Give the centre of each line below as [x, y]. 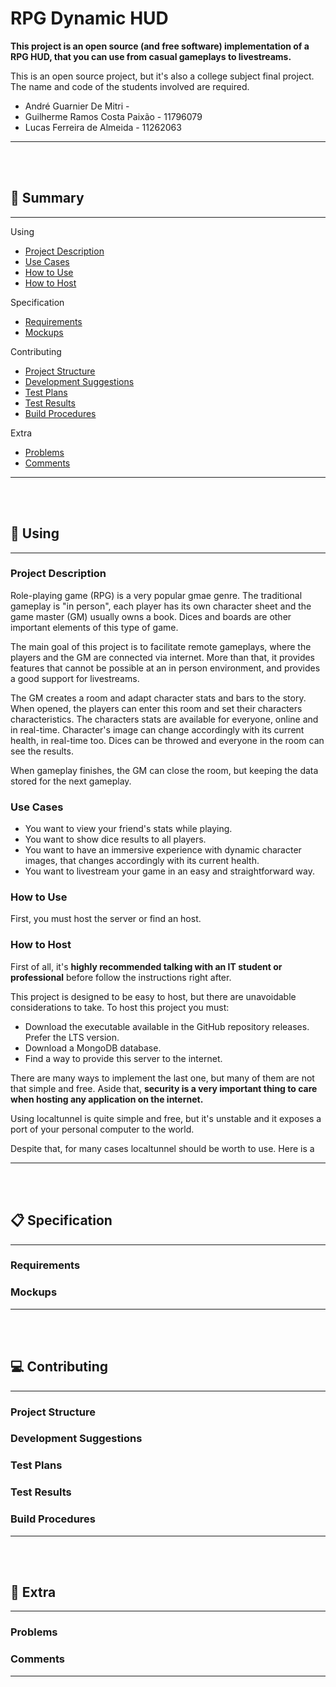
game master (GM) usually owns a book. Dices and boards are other [151, 616]
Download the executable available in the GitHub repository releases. [167, 1026]
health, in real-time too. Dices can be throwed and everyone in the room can [167, 740]
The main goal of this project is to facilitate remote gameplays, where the [161, 646]
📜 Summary [47, 198]
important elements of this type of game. [94, 627]
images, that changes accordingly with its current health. [142, 861]
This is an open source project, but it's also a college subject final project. [162, 76]
